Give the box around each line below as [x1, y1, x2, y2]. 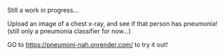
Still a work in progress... [7, 6, 79, 14]
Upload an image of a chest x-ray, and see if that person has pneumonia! [7, 20, 218, 27]
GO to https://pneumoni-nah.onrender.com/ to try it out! [7, 41, 168, 48]
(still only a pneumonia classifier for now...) [7, 27, 132, 35]
